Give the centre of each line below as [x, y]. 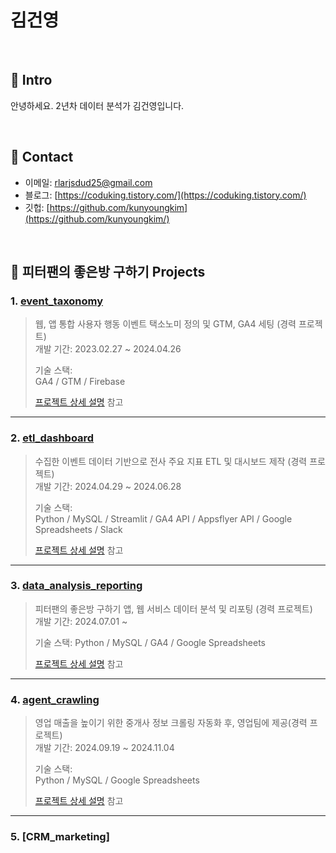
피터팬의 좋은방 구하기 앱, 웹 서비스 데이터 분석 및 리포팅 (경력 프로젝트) [173, 608]
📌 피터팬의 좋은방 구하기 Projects [108, 271]
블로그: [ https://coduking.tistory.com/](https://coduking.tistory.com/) [165, 195]
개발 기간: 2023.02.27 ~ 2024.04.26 [108, 349]
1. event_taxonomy [57, 301]
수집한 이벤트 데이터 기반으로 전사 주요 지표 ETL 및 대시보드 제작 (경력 [171, 461]
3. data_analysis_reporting [76, 586]
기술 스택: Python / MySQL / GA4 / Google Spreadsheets [150, 642]
